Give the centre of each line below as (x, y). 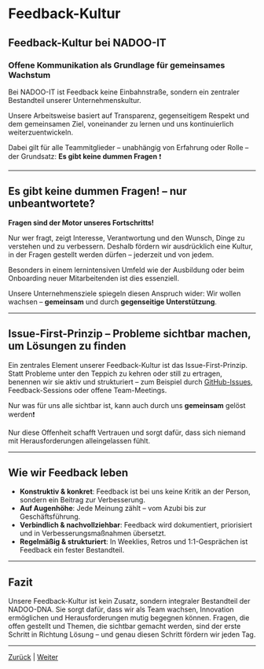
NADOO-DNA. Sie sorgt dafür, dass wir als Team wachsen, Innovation (121, 609)
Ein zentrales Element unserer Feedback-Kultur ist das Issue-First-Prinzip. (128, 365)
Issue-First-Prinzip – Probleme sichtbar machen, (130, 334)
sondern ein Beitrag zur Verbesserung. (82, 500)
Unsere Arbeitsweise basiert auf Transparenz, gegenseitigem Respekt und (129, 116)
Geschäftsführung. (50, 516)
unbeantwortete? (52, 204)
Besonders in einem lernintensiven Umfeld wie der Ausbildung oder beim (126, 270)
